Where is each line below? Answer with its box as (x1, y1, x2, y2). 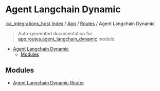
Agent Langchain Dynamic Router (12, 79, 84, 85)
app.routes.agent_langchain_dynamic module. (17, 36, 116, 42)
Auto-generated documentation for (17, 30, 93, 36)
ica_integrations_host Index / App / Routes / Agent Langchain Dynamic (5, 20, 155, 27)
